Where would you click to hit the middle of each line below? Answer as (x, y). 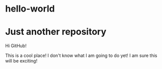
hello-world (30, 9)
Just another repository (56, 32)
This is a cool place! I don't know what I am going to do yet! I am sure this (81, 55)
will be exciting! (21, 61)
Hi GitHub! (16, 46)
